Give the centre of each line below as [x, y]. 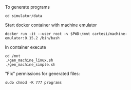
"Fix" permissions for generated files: [43, 73]
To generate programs [28, 7]
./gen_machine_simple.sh [30, 65]
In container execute [26, 47]
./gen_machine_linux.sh [29, 60]
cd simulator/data [24, 16]
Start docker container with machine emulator [51, 25]
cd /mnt [13, 56]
